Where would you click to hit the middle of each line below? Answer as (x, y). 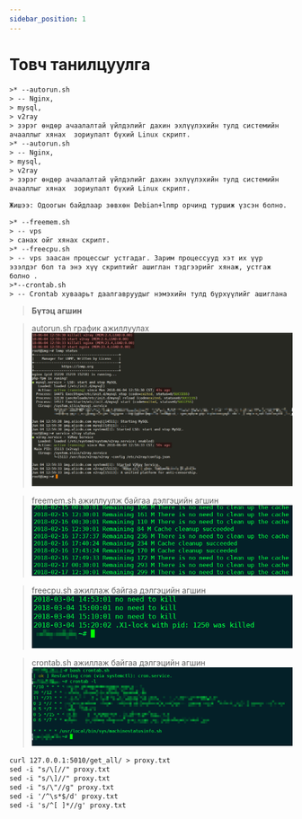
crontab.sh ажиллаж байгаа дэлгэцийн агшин (118, 662)
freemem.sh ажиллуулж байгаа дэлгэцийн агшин (125, 500)
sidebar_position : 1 (48, 19)
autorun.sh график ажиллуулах (90, 328)
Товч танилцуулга (80, 64)
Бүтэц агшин (57, 311)
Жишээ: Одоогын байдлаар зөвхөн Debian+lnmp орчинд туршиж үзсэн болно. (148, 205)
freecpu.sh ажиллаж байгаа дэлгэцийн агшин (119, 590)
